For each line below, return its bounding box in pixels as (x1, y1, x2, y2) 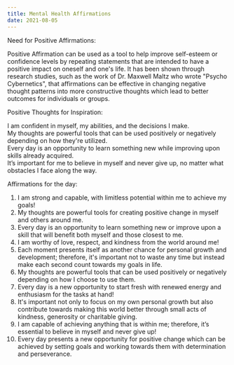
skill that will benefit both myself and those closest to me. (17, 230, 184, 239)
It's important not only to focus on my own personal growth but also (17, 297, 214, 305)
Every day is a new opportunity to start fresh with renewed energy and (17, 282, 222, 291)
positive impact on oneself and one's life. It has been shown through (7, 64, 205, 73)
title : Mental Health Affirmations (7, 10, 111, 18)
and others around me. (17, 215, 84, 224)
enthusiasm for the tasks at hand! (17, 290, 114, 298)
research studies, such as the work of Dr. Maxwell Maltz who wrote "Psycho (7, 71, 228, 81)
